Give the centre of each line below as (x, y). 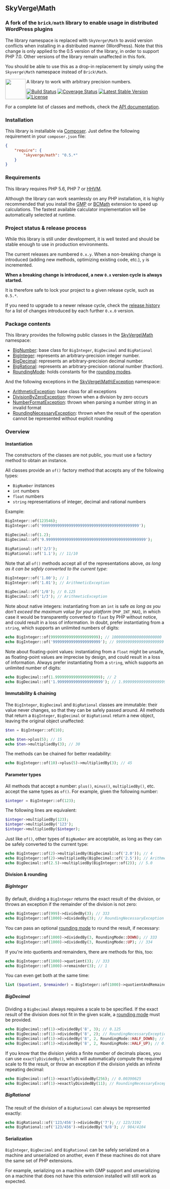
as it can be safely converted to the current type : (56, 568)
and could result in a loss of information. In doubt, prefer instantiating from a (85, 623)
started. (14, 280)
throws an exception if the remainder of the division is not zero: (71, 904)
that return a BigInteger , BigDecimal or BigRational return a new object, (80, 715)
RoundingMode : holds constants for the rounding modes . (72, 372)
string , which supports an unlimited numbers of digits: (62, 628)
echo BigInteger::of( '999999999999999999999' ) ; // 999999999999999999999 (85, 642)
